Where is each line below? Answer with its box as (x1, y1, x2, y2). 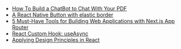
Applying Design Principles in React (11, 37, 100, 43)
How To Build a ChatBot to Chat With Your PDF (11, 5, 127, 12)
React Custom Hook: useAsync (11, 30, 88, 37)
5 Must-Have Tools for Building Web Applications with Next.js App (11, 18, 175, 24)
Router (11, 24, 29, 31)
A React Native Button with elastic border (11, 11, 113, 18)
